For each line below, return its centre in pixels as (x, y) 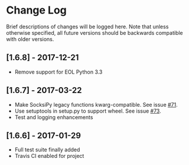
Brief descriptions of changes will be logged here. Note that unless (87, 27)
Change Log (36, 10)
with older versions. (30, 39)
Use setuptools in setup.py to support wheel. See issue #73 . (88, 111)
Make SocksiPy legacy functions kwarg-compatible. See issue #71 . (96, 104)
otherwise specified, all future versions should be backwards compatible (94, 32)
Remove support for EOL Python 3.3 (58, 72)
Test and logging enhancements (54, 117)
